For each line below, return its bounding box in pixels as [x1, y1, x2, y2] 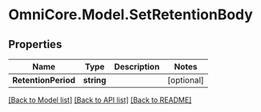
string [82, 74, 106, 86]
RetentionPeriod [12, 74, 76, 86]
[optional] [167, 74, 204, 86]
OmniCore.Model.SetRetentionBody [8, 6, 254, 24]
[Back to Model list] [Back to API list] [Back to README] [8, 95, 192, 105]
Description [114, 62, 160, 72]
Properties [8, 38, 62, 51]
